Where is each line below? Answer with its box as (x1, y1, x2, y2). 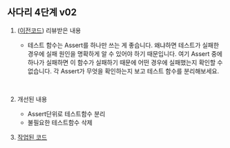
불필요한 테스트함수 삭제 (27, 118, 93, 127)
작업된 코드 (17, 133, 48, 141)
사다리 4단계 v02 (7, 6, 77, 19)
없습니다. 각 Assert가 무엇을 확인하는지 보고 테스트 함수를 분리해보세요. (27, 66, 220, 75)
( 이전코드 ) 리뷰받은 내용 (17, 26, 82, 35)
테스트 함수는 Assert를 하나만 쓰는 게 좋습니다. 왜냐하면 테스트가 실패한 (27, 41, 220, 49)
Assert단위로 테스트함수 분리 (27, 109, 106, 118)
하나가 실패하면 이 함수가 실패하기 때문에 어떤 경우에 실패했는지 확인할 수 (27, 58, 223, 66)
